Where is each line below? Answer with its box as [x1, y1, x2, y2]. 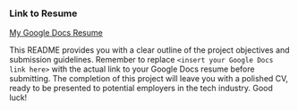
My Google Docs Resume [9, 28, 103, 38]
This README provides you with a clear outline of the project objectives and [9, 45, 290, 55]
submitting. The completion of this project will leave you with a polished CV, [9, 73, 289, 84]
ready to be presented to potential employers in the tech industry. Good [9, 83, 273, 94]
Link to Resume [9, 7, 78, 20]
